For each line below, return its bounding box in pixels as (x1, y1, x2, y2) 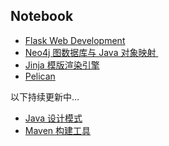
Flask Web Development (24, 34, 126, 46)
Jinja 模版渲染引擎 (24, 59, 100, 71)
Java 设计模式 (24, 112, 83, 124)
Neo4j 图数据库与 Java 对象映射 (24, 46, 157, 58)
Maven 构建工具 (24, 124, 92, 136)
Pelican (24, 70, 56, 82)
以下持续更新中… (10, 90, 80, 103)
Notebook (10, 8, 74, 25)
